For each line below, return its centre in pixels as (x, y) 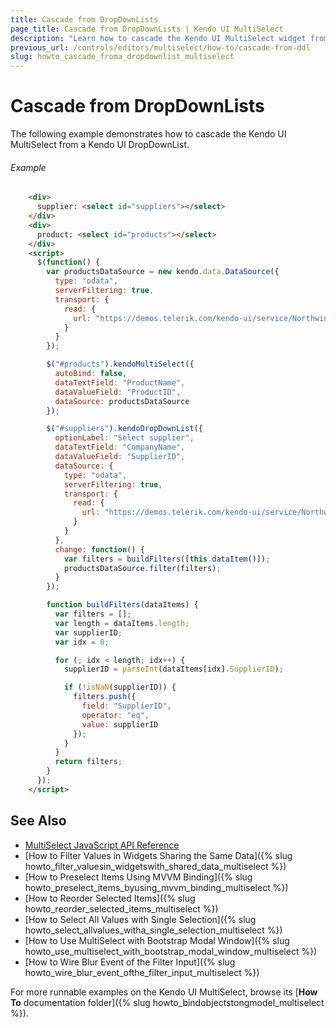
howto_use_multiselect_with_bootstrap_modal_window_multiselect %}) (171, 951)
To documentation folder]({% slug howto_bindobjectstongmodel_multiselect (167, 1002)
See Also (38, 821)
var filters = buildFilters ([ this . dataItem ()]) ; (167, 559)
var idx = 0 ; (82, 642)
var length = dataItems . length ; (122, 623)
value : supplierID (120, 724)
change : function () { (99, 549)
